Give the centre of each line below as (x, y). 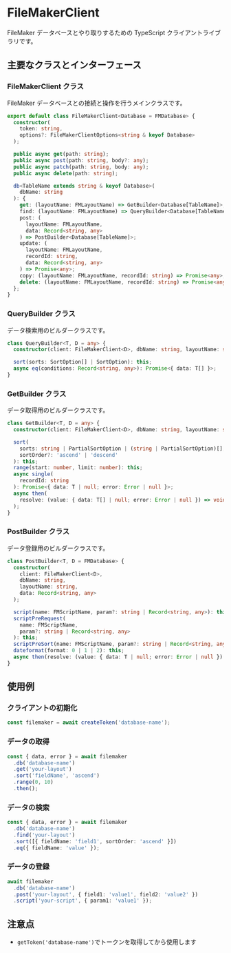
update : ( (34, 244)
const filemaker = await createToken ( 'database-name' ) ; (89, 723)
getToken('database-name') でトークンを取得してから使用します (107, 942)
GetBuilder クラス (37, 393)
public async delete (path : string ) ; (66, 173)
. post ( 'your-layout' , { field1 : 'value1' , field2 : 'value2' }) (106, 894)
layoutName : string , (49, 587)
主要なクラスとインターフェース (75, 65)
